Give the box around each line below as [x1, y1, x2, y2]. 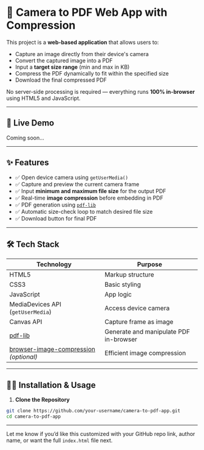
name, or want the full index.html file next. [6, 437, 113, 444]
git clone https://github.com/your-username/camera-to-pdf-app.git [6, 408, 181, 414]
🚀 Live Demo [6, 118, 55, 128]
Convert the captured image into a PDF [15, 57, 114, 64]
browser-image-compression [9, 345, 95, 354]
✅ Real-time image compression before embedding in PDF [15, 194, 164, 202]
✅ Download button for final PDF [15, 214, 97, 222]
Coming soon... [6, 134, 44, 141]
